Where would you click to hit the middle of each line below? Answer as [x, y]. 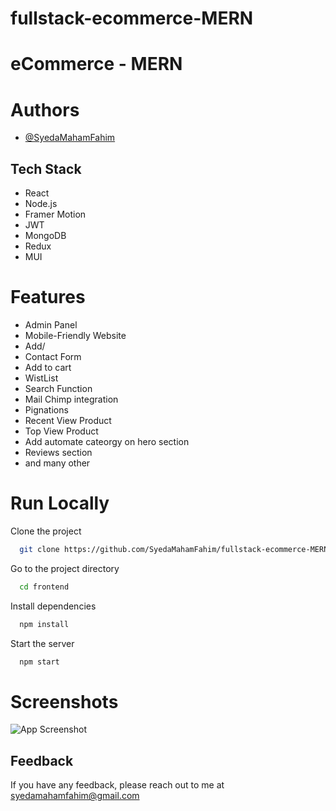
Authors [45, 109]
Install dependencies [53, 606]
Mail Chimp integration [71, 399]
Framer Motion [55, 214]
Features [48, 297]
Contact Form [53, 357]
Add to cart [48, 368]
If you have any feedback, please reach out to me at [117, 785]
